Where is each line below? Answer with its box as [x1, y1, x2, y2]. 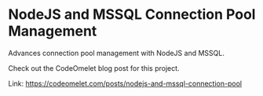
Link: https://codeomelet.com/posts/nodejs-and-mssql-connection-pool [8, 79, 242, 88]
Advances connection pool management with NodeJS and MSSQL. [8, 48, 225, 57]
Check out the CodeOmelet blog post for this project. [8, 63, 180, 72]
